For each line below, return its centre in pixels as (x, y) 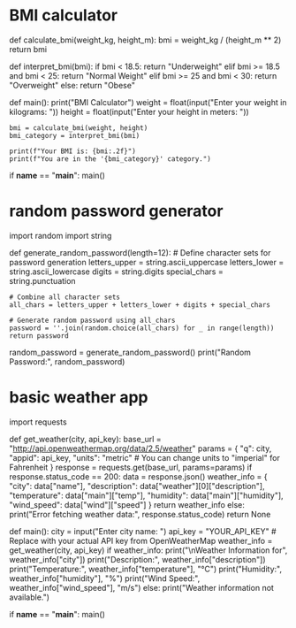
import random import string (61, 235)
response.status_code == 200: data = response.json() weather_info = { (138, 476)
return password (39, 336)
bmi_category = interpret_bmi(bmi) (75, 135)
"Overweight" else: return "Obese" (72, 85)
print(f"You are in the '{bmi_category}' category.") (110, 159)
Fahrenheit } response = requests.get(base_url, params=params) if (131, 467)
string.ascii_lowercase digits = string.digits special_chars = (116, 272)
